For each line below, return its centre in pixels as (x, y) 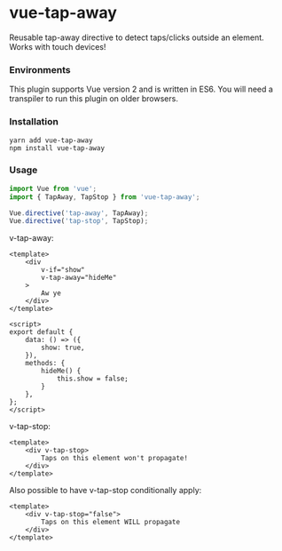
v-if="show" (63, 270)
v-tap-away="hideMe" (79, 278)
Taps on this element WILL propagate (110, 523)
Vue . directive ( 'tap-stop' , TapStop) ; (79, 221)
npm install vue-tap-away (57, 148)
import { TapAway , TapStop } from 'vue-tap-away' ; (105, 197)
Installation (34, 122)
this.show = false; (92, 379)
